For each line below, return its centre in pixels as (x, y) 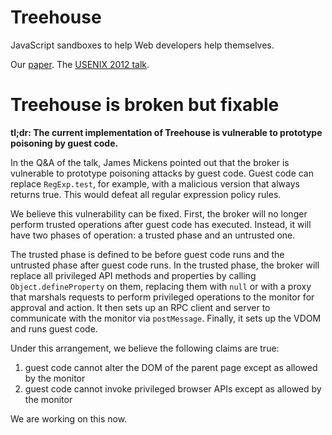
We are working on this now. (69, 418)
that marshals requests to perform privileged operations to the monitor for (162, 297)
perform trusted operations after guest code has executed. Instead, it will (161, 224)
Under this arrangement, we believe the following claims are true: (145, 348)
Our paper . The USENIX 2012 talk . (80, 64)
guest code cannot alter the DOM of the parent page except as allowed (171, 367)
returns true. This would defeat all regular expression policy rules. (146, 194)
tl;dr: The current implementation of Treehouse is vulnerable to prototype (166, 132)
